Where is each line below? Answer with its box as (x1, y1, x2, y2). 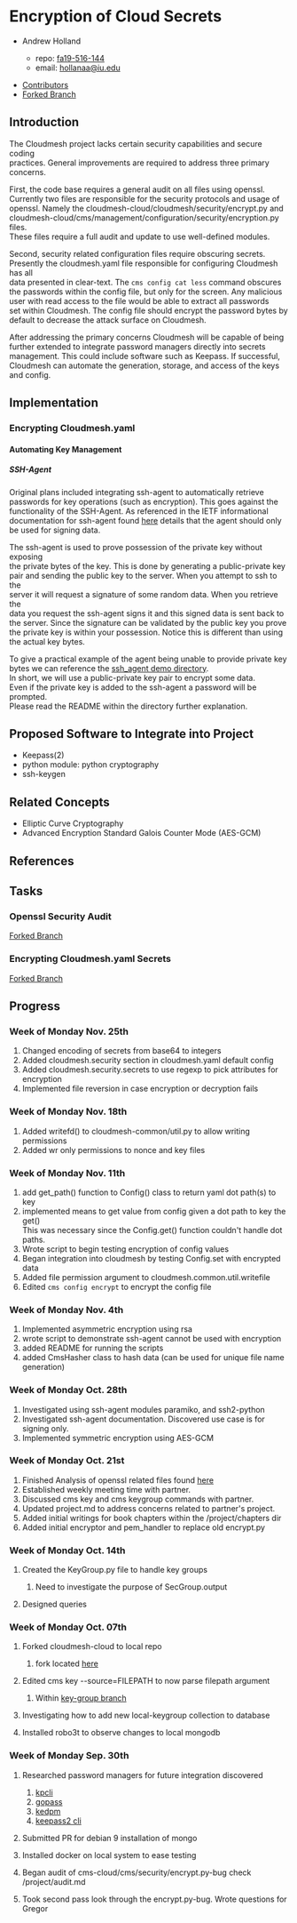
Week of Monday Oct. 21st (9, 1454, 125, 1467)
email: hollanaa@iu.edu (35, 62, 121, 73)
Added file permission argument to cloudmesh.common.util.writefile (21, 1271, 270, 1282)
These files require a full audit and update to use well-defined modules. (9, 231, 270, 242)
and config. (9, 369, 51, 380)
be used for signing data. (9, 525, 101, 535)
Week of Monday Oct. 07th (9, 1621, 127, 1633)
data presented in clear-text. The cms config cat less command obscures (9, 276, 282, 287)
